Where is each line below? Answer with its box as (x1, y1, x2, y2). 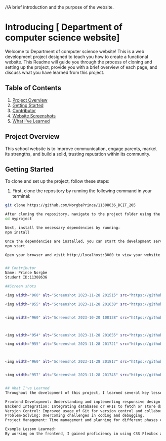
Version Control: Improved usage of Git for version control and (5, 408, 142, 413)
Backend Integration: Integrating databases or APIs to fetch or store (5, 404, 156, 409)
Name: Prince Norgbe (5, 270, 48, 276)
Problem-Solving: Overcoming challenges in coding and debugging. (5, 413, 145, 418)
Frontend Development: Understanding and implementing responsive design (5, 399, 161, 404)
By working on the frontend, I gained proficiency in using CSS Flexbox (5, 431, 158, 436)
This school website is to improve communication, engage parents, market (5, 146, 157, 152)
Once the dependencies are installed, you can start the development (5, 239, 152, 244)
